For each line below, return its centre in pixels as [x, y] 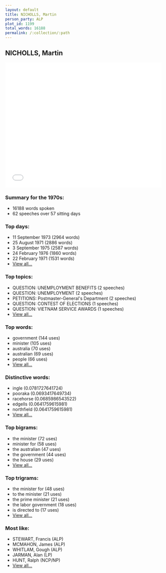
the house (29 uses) [33, 460]
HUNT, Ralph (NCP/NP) [36, 560]
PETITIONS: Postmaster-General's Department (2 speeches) [74, 298]
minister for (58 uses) [35, 444]
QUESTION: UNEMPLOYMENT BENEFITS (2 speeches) [69, 288]
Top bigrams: [22, 428]
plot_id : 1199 [20, 24]
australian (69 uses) [33, 354]
